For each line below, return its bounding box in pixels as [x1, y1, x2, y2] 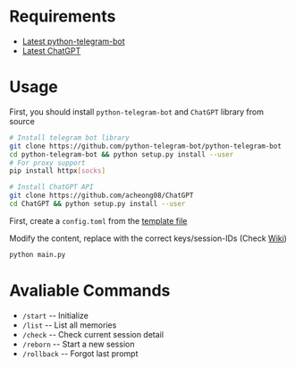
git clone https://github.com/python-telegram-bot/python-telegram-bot [9, 141, 282, 150]
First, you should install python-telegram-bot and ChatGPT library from [9, 106, 264, 117]
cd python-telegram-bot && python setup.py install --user [9, 150, 234, 158]
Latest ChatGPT [21, 45, 81, 56]
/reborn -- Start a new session [21, 338, 135, 349]
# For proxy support [9, 158, 87, 167]
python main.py [9, 250, 66, 259]
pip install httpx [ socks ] [9, 167, 105, 175]
